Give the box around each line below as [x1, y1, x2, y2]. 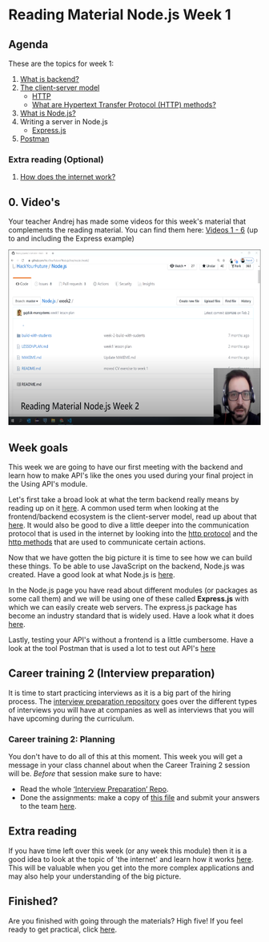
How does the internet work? [19, 172, 116, 182]
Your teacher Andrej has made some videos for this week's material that [8, 216, 247, 226]
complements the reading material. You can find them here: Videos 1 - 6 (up [8, 225, 259, 235]
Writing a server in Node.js [19, 117, 108, 126]
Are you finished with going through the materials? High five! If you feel [8, 916, 243, 925]
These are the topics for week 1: [8, 59, 114, 68]
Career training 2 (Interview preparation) [8, 667, 215, 681]
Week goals [8, 441, 68, 455]
